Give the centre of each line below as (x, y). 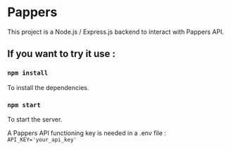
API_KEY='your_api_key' (42, 139)
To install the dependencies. (48, 87)
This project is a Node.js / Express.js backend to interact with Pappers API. (115, 32)
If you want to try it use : (62, 54)
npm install (28, 73)
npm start (24, 105)
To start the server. (35, 119)
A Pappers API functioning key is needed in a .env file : (87, 133)
